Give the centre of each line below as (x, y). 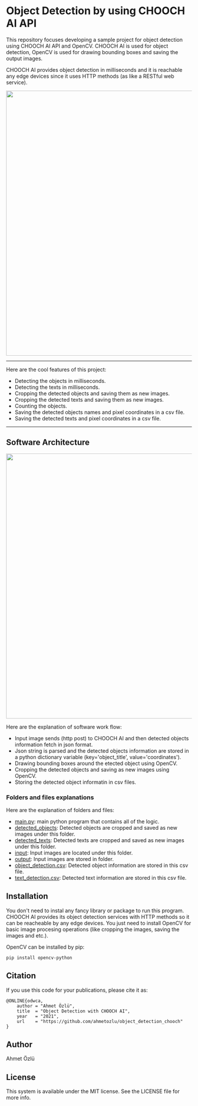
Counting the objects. (41, 406)
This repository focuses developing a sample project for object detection (95, 39)
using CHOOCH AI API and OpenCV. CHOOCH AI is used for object (87, 46)
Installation (27, 896)
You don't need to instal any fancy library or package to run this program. (95, 910)
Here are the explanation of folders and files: (60, 810)
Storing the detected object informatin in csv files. (75, 782)
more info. (19, 1098)
